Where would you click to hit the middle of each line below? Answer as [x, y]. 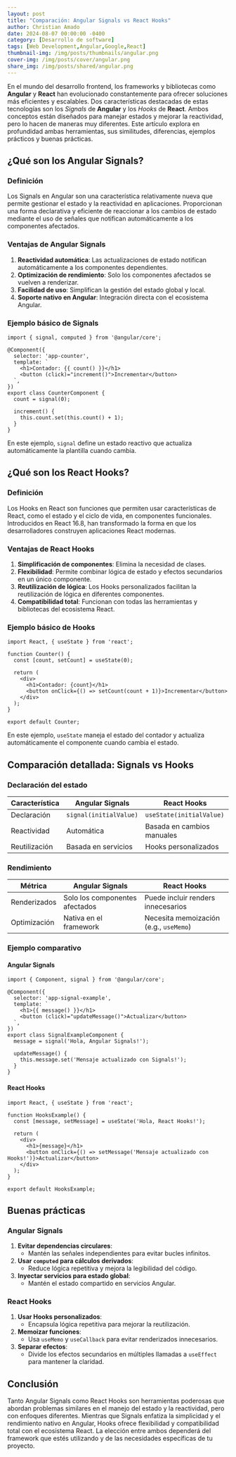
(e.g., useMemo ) [168, 927]
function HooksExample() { [47, 1115]
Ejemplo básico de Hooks [51, 627]
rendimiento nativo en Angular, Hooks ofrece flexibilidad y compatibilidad [113, 1423]
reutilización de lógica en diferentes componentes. [91, 594]
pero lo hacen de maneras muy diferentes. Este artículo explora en [104, 123]
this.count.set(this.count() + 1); [72, 417]
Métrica [33, 886]
